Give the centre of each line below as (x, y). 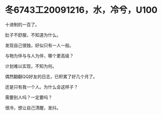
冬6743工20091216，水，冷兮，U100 (81, 10)
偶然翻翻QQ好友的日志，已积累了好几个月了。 (51, 76)
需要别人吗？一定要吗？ (29, 97)
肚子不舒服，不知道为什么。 (33, 35)
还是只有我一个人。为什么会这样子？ (42, 87)
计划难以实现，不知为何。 (31, 66)
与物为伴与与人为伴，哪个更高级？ (39, 56)
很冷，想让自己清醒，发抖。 (33, 108)
